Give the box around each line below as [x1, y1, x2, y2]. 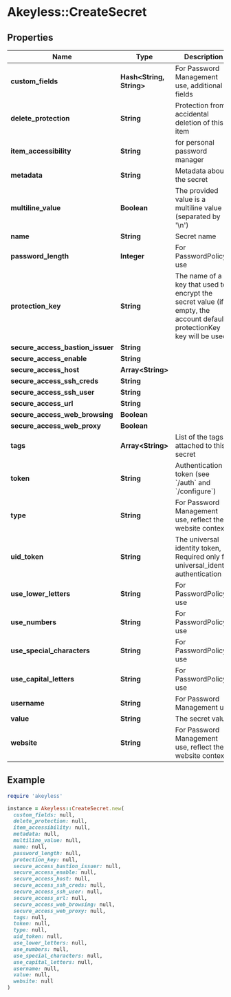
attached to [175, 441, 212, 450]
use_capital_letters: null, [13, 958, 94, 965]
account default [175, 314, 226, 324]
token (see [175, 469, 210, 479]
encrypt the [175, 289, 213, 298]
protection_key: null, [13, 856, 78, 863]
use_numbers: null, [13, 945, 69, 953]
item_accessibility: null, [13, 824, 91, 831]
